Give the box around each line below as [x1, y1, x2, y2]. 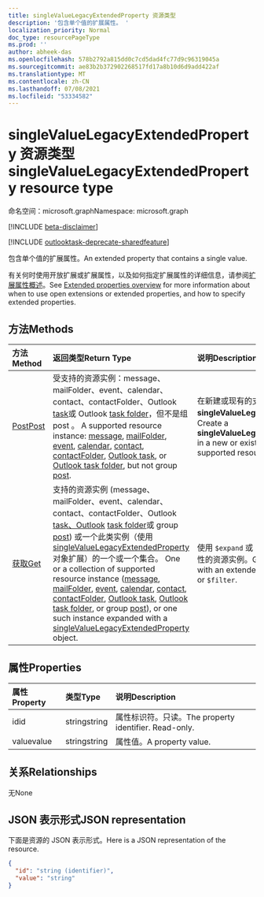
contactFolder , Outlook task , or [52, 450, 167, 461]
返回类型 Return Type [52, 352, 132, 363]
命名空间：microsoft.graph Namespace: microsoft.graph [8, 207, 189, 216]
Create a [196, 418, 229, 428]
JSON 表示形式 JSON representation [8, 813, 186, 827]
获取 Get [12, 558, 42, 568]
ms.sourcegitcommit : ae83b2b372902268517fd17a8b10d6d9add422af [8, 63, 220, 71]
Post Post [12, 421, 46, 431]
